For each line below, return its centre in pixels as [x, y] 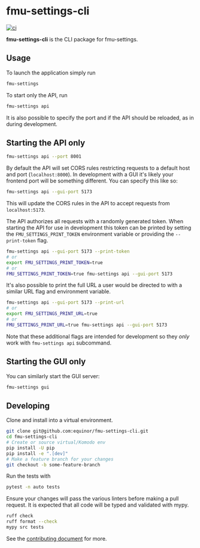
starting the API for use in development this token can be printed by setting [99, 228]
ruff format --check [32, 522]
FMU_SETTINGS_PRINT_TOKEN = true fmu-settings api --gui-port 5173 [89, 274]
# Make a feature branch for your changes [60, 459]
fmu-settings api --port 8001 [44, 157]
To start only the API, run [37, 95]
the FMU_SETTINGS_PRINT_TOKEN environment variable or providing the [90, 234]
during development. [32, 124]
